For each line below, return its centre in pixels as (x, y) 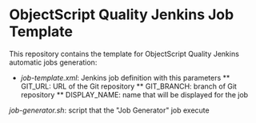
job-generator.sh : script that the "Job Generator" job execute (110, 110)
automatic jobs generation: (53, 62)
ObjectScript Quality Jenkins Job (122, 15)
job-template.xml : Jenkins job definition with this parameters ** (125, 77)
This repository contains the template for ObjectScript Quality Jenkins (124, 54)
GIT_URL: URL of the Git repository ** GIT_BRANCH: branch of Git (128, 86)
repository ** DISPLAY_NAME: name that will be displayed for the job (134, 94)
